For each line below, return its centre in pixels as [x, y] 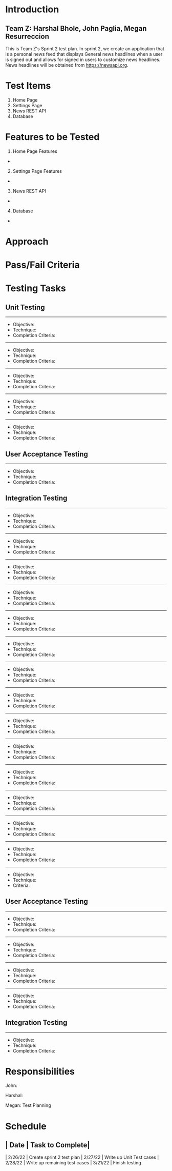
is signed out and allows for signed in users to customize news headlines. [83, 59]
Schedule [26, 1126]
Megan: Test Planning [28, 1105]
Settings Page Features [37, 171]
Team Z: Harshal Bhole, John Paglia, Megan [76, 28]
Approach [27, 242]
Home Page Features [35, 151]
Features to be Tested [52, 137]
